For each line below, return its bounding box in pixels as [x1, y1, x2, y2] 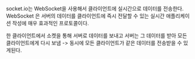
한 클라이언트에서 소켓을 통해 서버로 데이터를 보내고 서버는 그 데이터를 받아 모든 [6, 32, 187, 39]
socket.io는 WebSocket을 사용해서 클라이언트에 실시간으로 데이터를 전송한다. [6, 5, 184, 12]
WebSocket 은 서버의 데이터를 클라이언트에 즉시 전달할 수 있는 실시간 [6, 12, 165, 19]
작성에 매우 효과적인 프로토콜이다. [12, 20, 89, 26]
